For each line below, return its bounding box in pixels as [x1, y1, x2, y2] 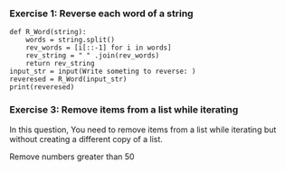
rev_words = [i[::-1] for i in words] [25, 43, 172, 52]
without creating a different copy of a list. [9, 133, 163, 144]
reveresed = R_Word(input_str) [9, 75, 128, 84]
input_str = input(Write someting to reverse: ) [9, 67, 196, 76]
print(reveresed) [9, 83, 75, 92]
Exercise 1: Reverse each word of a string [9, 7, 194, 20]
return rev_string [25, 59, 95, 68]
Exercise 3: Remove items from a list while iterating [9, 103, 239, 116]
